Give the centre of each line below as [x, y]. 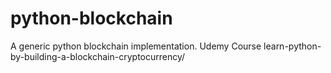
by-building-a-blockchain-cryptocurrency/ [98, 56]
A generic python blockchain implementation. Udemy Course [136, 46]
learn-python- [292, 46]
